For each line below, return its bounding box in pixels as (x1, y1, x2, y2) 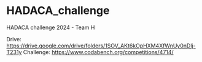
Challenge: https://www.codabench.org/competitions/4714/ (23, 48, 174, 55)
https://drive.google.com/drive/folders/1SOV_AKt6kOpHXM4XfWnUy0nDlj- (6, 42, 196, 49)
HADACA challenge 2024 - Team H (6, 24, 95, 31)
